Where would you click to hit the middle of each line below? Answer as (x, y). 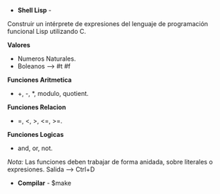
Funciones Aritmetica (39, 80)
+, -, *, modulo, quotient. (53, 93)
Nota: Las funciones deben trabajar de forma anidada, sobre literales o (110, 162)
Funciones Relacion (37, 107)
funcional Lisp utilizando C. (47, 31)
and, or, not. (35, 148)
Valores (19, 45)
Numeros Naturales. (47, 59)
